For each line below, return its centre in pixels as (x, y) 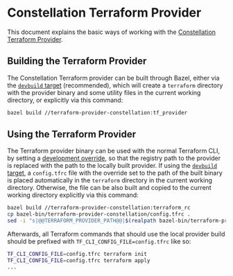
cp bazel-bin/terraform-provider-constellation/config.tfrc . (99, 214)
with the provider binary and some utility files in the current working (104, 92)
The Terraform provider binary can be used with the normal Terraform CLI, (114, 151)
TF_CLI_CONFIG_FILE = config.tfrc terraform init (77, 255)
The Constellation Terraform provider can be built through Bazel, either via (113, 78)
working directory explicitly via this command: (73, 195)
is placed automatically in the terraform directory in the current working (110, 180)
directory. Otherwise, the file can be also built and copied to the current (109, 188)
